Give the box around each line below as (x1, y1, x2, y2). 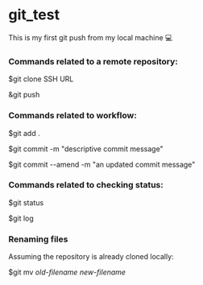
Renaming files (8, 233, 68, 245)
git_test (8, 6, 60, 24)
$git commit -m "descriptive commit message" (8, 143, 164, 154)
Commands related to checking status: (8, 180, 164, 191)
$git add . (8, 128, 40, 138)
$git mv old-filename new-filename (8, 267, 126, 277)
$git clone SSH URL (8, 74, 74, 84)
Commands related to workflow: (8, 110, 137, 122)
